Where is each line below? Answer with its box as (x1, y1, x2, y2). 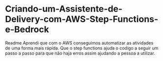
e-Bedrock (5, 24, 49, 35)
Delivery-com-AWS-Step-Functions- (5, 14, 159, 25)
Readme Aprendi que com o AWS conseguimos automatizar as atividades (5, 40, 154, 46)
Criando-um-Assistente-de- (5, 3, 123, 15)
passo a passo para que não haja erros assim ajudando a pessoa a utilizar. (5, 50, 155, 56)
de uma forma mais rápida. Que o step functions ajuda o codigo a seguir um (5, 45, 159, 51)
